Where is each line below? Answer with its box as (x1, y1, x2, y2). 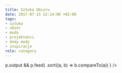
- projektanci (5, 35, 35, 40)
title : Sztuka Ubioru (5, 7, 50, 12)
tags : (5, 16, 16, 21)
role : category (5, 48, 37, 53)
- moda (5, 30, 19, 35)
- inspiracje (5, 44, 32, 49)
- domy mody (5, 39, 30, 44)
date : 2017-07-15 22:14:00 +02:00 (5, 12, 77, 17)
